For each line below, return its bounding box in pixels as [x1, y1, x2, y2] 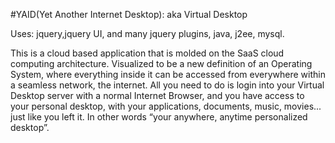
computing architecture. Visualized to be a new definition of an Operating [10, 58, 313, 69]
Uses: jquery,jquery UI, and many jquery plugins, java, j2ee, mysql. [10, 28, 285, 39]
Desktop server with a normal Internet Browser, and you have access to [10, 90, 305, 101]
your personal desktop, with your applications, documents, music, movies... [10, 100, 322, 112]
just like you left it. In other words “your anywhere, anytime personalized [10, 111, 308, 123]
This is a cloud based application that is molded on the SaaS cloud [10, 47, 285, 59]
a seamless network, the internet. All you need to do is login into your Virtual [10, 79, 325, 91]
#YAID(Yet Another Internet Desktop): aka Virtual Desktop [10, 9, 248, 20]
